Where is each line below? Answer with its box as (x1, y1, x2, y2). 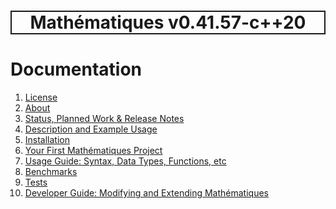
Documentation (10, 58, 143, 81)
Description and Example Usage (24, 123, 158, 135)
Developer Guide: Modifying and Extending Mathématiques (24, 187, 269, 199)
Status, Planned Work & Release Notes (24, 113, 185, 125)
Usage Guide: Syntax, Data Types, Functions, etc (24, 155, 227, 167)
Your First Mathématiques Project (24, 145, 163, 157)
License (24, 91, 58, 104)
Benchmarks (24, 166, 78, 178)
